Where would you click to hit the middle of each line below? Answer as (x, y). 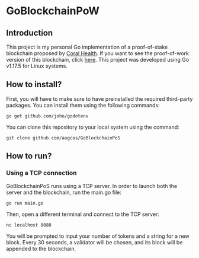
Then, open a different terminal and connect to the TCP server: (83, 214)
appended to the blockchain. (41, 249)
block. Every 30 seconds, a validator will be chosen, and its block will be (94, 242)
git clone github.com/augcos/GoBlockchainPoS (63, 138)
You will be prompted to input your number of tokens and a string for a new (98, 236)
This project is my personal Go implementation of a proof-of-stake (87, 47)
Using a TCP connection (41, 173)
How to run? (29, 156)
